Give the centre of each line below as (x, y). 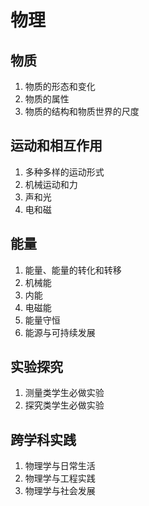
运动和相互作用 (56, 146)
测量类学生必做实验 (64, 393)
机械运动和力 (51, 184)
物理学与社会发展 (60, 491)
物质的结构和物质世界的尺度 (82, 111)
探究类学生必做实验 (64, 405)
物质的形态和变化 (60, 86)
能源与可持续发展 (60, 332)
